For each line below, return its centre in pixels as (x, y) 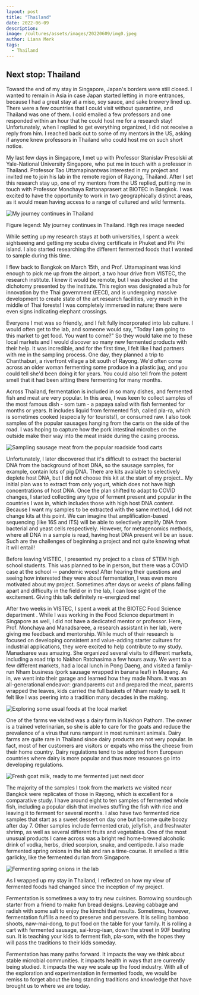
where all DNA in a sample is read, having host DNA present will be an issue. (100, 534)
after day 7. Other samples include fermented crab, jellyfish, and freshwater (99, 825)
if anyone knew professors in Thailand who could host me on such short (94, 139)
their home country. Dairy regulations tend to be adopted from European (95, 752)
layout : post (22, 12)
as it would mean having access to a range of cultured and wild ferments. (96, 202)
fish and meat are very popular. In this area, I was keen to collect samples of (99, 397)
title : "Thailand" (29, 17)
